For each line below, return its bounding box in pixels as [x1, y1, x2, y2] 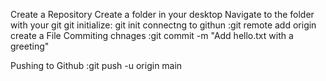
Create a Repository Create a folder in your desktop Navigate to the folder [10, 9, 315, 20]
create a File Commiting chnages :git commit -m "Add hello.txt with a [10, 30, 294, 41]
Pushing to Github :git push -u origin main [10, 60, 183, 71]
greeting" [10, 40, 50, 52]
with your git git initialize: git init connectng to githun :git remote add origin [10, 19, 317, 31]
